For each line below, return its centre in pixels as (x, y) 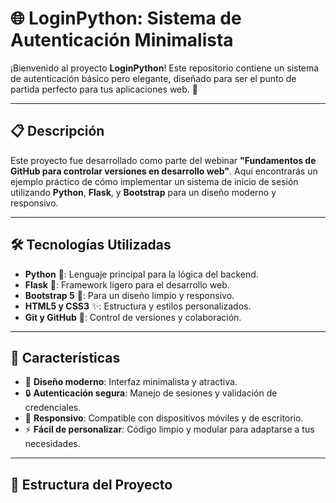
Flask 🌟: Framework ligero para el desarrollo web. (127, 284)
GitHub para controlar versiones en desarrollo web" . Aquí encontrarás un (164, 171)
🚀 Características (65, 357)
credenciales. (53, 408)
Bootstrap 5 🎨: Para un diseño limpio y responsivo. (129, 295)
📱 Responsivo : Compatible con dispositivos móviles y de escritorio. (164, 418)
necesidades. (52, 444)
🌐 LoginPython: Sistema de (126, 18)
